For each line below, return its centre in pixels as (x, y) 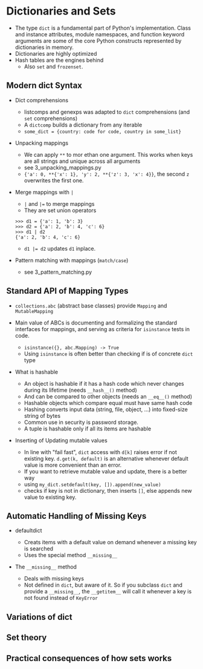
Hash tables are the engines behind (59, 60)
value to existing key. (50, 497)
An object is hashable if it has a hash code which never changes (104, 383)
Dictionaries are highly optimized (56, 53)
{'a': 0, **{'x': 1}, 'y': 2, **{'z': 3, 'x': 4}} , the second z (107, 174)
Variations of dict (39, 617)
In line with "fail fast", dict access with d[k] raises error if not (100, 452)
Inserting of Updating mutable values (61, 440)
